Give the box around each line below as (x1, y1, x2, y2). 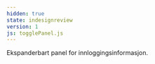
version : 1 (6, 23, 39, 30)
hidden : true (6, 10, 45, 17)
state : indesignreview (6, 17, 73, 24)
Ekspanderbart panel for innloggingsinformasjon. (6, 49, 149, 57)
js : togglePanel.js (6, 29, 64, 37)
